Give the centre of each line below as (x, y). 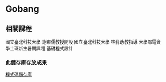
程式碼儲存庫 (18, 74)
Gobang (22, 9)
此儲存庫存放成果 (26, 62)
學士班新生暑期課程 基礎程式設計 (39, 48)
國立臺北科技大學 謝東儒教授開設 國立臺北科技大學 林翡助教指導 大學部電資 (83, 42)
